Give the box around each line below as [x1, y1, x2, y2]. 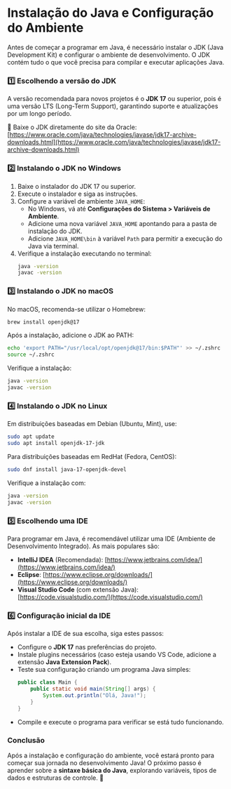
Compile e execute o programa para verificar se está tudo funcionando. [17, 717, 224, 726]
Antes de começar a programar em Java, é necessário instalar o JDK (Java [7, 43, 224, 51]
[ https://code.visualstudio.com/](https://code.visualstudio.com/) [17, 592, 203, 601]
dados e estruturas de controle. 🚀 [7, 774, 104, 782]
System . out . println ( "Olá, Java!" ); [43, 691, 147, 699]
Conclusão [7, 735, 45, 745]
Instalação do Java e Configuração [7, 5, 214, 21]
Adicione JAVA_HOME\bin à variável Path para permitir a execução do [27, 234, 223, 243]
